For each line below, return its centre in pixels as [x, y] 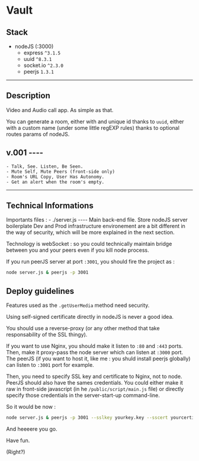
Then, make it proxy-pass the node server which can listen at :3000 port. [95, 353]
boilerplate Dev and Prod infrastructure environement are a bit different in [96, 226]
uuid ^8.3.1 [38, 59]
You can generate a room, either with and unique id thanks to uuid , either [95, 121]
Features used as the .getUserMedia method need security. [78, 305]
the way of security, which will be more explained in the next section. [90, 232]
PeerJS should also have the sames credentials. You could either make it [95, 383]
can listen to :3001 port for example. [50, 365]
